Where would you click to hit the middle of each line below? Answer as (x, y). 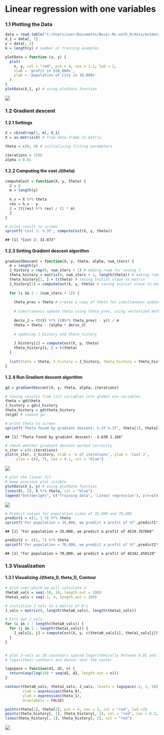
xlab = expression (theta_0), (52, 691)
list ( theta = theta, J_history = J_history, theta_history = (73, 362)
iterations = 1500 (24, 155)
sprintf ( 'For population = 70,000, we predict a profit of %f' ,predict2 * (82, 545)
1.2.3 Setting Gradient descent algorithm (47, 251)
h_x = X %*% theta (28, 200)
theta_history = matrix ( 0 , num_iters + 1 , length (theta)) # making (80, 275)
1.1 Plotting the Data (29, 25)
